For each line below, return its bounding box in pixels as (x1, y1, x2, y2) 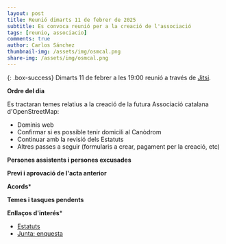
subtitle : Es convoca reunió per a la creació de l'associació (7, 23, 192, 29)
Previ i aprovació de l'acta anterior (7, 169, 108, 177)
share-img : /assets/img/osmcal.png (7, 55, 109, 62)
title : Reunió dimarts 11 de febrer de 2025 (7, 16, 136, 23)
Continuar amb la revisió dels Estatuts (16, 135, 124, 143)
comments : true (7, 36, 51, 42)
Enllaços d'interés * (7, 208, 63, 217)
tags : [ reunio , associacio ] (7, 29, 88, 36)
